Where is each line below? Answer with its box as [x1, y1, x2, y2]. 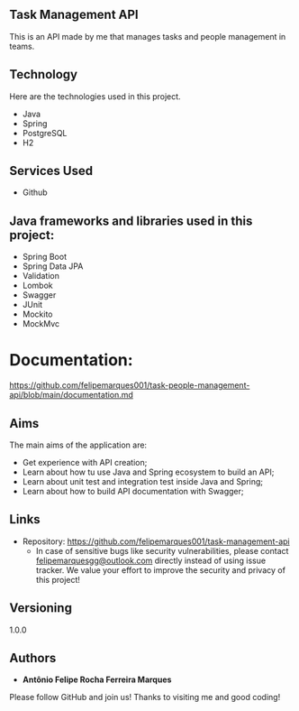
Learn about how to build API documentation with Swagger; [22, 486, 245, 496]
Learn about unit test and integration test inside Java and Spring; [22, 476, 264, 486]
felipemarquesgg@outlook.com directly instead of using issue [35, 555, 267, 566]
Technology [9, 67, 78, 82]
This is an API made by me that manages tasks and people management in [9, 31, 286, 42]
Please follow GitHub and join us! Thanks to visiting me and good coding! [9, 692, 281, 703]
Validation [22, 271, 60, 282]
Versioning [9, 600, 72, 616]
